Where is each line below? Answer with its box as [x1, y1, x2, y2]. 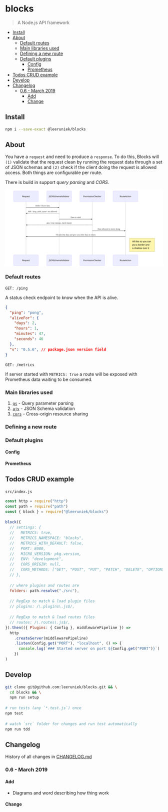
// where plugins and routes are [9, 583, 79, 588]
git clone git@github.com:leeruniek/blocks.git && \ [5, 684, 117, 689]
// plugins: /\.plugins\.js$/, [9, 604, 75, 609]
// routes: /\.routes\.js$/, [9, 619, 70, 625]
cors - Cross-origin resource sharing [12, 410, 88, 416]
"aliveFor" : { [9, 315, 39, 320]
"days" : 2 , [14, 320, 37, 325]
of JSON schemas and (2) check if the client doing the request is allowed [5, 164, 156, 170]
